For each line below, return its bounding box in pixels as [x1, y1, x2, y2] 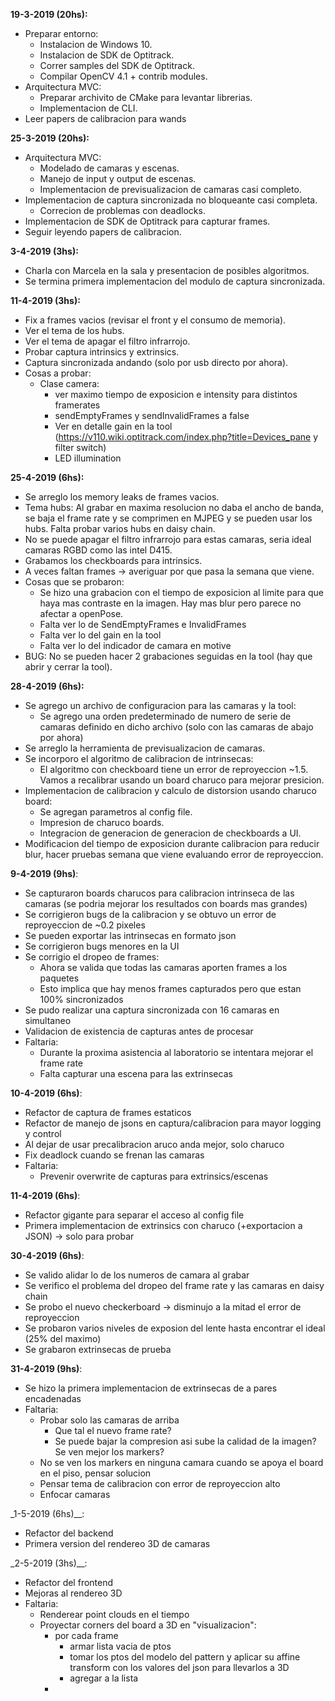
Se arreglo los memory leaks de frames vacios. [24, 491, 220, 503]
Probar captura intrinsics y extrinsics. [24, 346, 180, 358]
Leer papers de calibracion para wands [24, 113, 187, 124]
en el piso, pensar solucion [39, 1467, 152, 1479]
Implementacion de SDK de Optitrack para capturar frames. [24, 215, 271, 227]
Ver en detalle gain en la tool [54, 420, 173, 432]
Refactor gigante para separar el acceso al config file [24, 1209, 245, 1221]
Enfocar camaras [39, 1489, 111, 1500]
